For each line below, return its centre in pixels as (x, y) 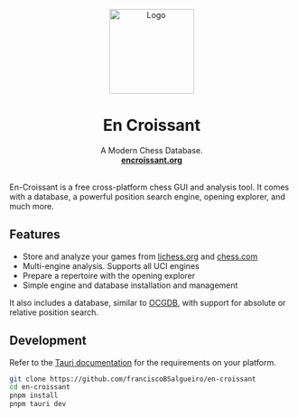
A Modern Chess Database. (152, 150)
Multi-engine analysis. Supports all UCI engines (111, 265)
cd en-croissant (40, 387)
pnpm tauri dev (38, 404)
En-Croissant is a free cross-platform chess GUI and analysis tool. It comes (149, 187)
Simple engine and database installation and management (130, 285)
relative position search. (54, 312)
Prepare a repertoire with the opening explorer (109, 275)
